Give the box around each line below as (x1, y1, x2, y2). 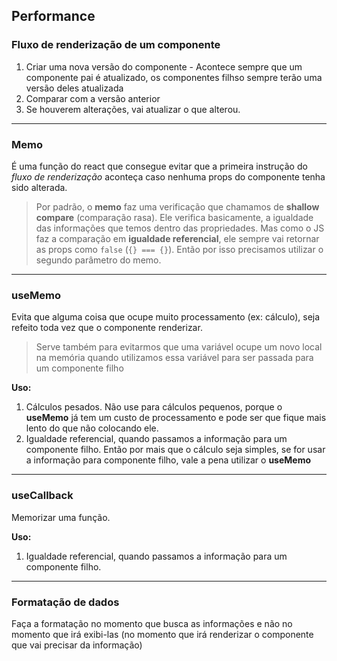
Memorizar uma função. (11, 511, 111, 523)
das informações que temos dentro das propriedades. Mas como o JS (35, 222, 325, 234)
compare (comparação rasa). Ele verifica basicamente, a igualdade (35, 211, 314, 223)
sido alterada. (11, 181, 68, 193)
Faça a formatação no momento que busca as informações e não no (11, 617, 293, 629)
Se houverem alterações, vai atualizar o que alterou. (25, 103, 241, 115)
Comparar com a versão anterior (25, 92, 161, 104)
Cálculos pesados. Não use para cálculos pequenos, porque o (25, 401, 283, 413)
